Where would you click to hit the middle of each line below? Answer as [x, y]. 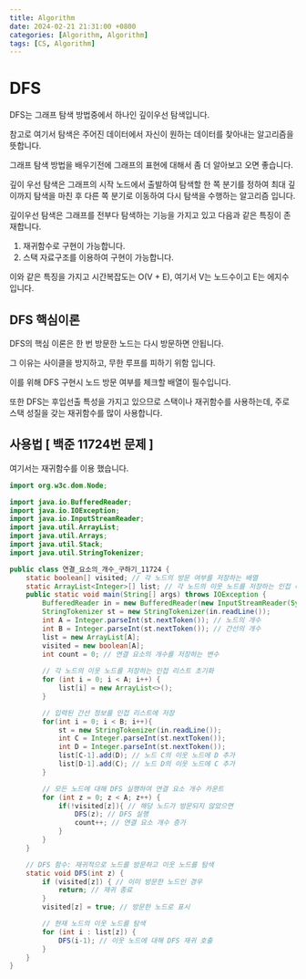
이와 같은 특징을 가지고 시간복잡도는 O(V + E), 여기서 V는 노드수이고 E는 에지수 [149, 277]
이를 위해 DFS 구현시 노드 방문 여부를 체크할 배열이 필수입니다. [120, 382]
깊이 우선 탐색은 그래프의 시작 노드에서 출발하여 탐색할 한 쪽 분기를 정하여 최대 [148, 184]
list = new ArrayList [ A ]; [92, 637]
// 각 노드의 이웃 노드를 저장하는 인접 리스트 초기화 [128, 672]
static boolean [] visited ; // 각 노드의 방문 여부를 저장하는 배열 [142, 578]
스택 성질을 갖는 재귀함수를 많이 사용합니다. [86, 413]
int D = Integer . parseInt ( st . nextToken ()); [142, 747]
